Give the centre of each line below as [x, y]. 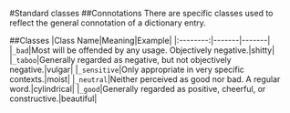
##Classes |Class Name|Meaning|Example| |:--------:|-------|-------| [140, 41]
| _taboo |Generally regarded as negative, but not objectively [120, 60]
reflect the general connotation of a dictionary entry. [108, 23]
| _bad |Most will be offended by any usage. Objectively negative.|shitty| [142, 50]
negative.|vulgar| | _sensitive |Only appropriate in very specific [127, 69]
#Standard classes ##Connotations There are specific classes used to [141, 13]
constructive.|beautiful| [53, 98]
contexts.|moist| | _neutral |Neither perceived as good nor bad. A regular [145, 79]
